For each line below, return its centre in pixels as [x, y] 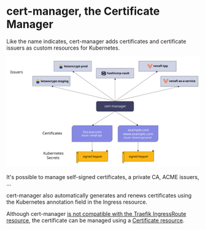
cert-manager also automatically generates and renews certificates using [99, 195]
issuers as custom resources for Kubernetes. [63, 48]
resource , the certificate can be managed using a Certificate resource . [95, 220]
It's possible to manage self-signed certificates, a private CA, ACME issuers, [103, 177]
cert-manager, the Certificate [83, 11]
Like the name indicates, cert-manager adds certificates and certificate [96, 41]
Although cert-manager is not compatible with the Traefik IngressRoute [96, 213]
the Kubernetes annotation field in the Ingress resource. [77, 202]
